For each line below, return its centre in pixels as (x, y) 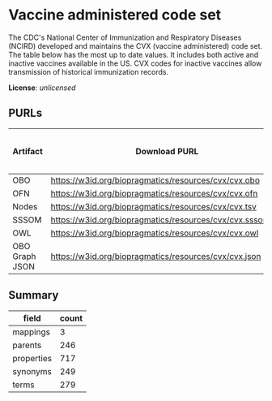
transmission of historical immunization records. (88, 71)
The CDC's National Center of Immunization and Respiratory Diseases (125, 37)
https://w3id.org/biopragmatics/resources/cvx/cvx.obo (155, 180)
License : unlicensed (42, 88)
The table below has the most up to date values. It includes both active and (134, 54)
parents (27, 345)
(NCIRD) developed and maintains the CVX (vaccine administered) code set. (136, 45)
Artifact (28, 151)
